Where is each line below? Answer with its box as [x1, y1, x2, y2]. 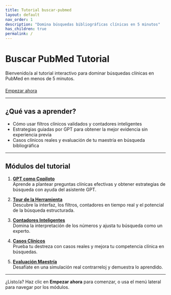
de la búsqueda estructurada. [12, 207, 75, 213]
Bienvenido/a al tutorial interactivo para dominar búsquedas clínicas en [5, 70, 154, 76]
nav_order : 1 [5, 17, 33, 22]
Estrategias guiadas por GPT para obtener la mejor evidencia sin [12, 126, 148, 132]
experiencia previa [12, 131, 52, 138]
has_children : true [5, 27, 47, 32]
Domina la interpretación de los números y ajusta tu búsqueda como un [12, 223, 163, 229]
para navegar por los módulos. [5, 284, 70, 290]
